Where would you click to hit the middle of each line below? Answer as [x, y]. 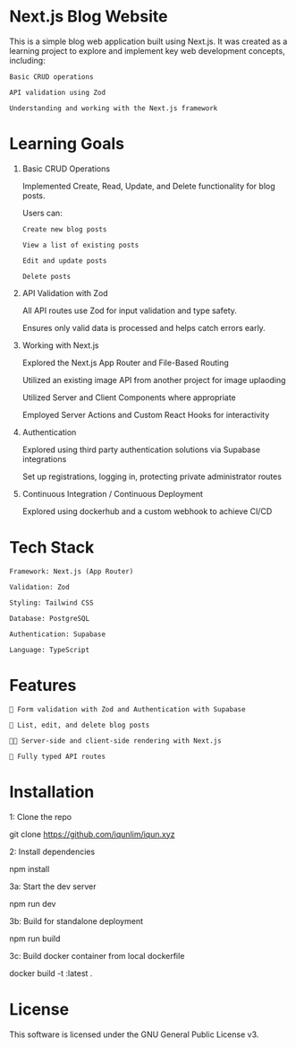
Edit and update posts [64, 261]
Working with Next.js [60, 345]
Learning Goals [67, 144]
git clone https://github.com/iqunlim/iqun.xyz [92, 834]
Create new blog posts [64, 229]
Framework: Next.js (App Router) [72, 571]
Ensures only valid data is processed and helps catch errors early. [144, 327]
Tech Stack [52, 548]
